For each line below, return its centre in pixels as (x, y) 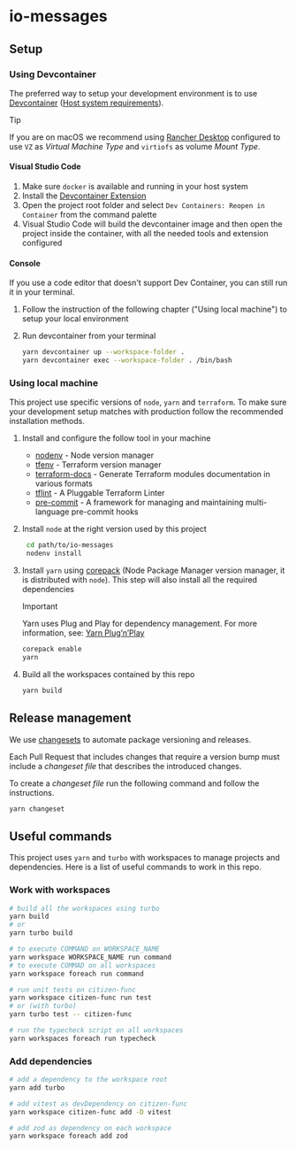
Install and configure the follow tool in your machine (116, 438)
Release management (70, 718)
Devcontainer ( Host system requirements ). (87, 103)
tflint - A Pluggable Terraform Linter (100, 493)
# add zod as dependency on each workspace (91, 1128)
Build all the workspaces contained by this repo (108, 674)
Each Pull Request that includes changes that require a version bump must (144, 756)
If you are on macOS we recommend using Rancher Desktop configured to (145, 137)
